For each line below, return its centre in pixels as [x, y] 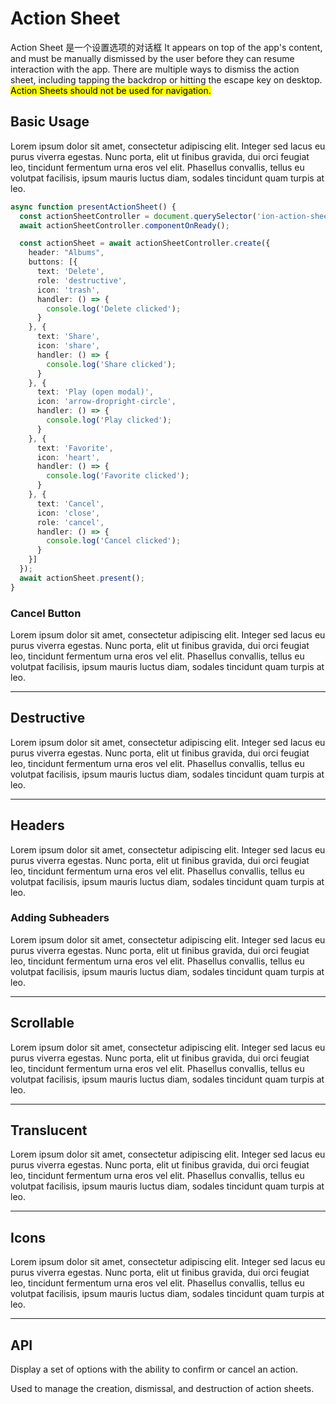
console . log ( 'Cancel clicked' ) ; [114, 541]
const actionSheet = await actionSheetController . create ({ [145, 243]
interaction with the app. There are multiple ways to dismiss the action [155, 69]
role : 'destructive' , [82, 280]
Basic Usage [50, 122]
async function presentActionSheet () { [93, 207]
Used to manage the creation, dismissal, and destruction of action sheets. [162, 1389]
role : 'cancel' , [70, 522]
